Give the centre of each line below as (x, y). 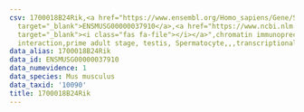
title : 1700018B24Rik (50, 93)
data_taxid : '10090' (48, 85)
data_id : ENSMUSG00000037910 (64, 60)
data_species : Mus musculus (62, 77)
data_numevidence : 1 (48, 69)
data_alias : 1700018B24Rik (60, 51)
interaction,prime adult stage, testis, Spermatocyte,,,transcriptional (157, 43)
